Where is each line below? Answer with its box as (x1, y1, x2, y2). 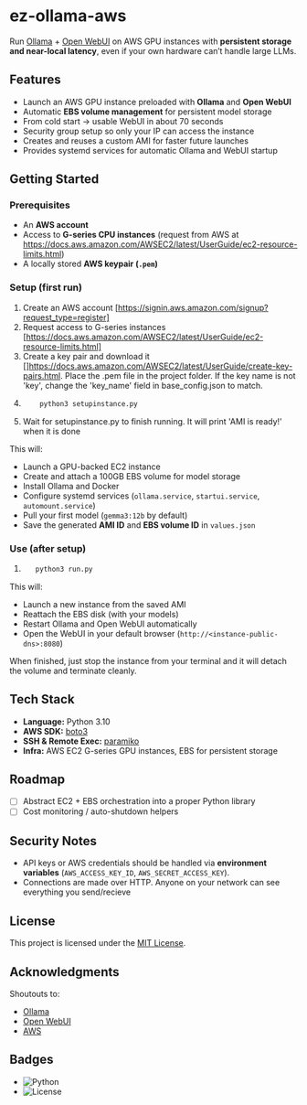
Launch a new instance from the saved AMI (22, 598, 186, 609)
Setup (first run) (9, 281, 82, 294)
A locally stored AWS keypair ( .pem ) (22, 258, 158, 270)
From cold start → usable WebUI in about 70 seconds (22, 115, 224, 126)
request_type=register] (22, 312, 110, 323)
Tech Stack (9, 692, 75, 707)
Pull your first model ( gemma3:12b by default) (22, 510, 188, 520)
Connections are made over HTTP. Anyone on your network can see (22, 877, 281, 888)
